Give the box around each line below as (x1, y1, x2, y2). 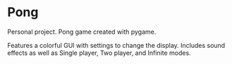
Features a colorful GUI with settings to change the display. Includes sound (7, 41, 226, 49)
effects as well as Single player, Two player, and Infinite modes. (7, 49, 192, 57)
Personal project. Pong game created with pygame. (7, 27, 157, 36)
